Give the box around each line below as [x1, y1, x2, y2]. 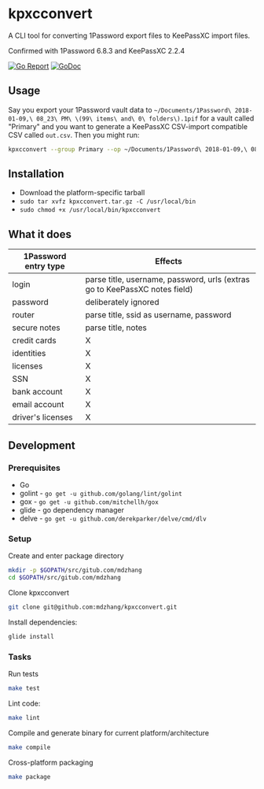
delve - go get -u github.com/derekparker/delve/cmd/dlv [19, 513, 207, 523]
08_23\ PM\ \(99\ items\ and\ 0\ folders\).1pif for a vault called [36, 113, 255, 123]
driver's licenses [12, 412, 73, 423]
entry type [24, 261, 65, 272]
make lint [8, 713, 41, 721]
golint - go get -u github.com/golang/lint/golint [19, 488, 182, 498]
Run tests [8, 669, 39, 679]
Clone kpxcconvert [8, 587, 69, 597]
